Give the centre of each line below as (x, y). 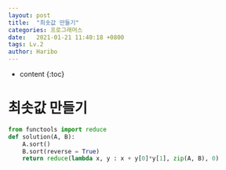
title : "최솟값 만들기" (44, 23)
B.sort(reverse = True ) (61, 151)
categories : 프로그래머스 (46, 30)
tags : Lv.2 (26, 45)
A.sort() (36, 144)
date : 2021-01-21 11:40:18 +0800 (66, 37)
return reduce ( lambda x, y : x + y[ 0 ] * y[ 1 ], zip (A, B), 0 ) (121, 159)
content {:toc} (42, 74)
